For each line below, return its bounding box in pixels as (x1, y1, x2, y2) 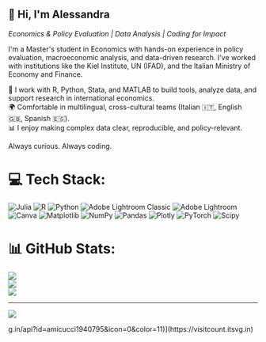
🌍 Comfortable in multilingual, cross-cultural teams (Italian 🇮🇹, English (8, 102, 242, 112)
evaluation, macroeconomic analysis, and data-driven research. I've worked (8, 52, 256, 62)
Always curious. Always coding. (8, 141, 112, 150)
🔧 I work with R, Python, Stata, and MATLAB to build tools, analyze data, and (8, 85, 257, 94)
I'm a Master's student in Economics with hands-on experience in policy (8, 44, 244, 54)
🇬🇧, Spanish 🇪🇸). (8, 113, 70, 123)
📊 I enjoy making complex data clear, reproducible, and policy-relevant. (8, 123, 243, 132)
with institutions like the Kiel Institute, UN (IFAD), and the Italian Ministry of (8, 61, 251, 70)
